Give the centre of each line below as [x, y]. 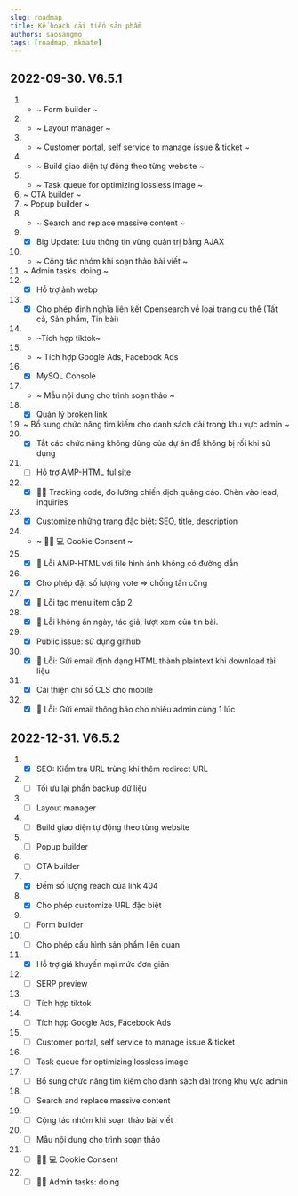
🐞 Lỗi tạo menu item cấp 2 [84, 602]
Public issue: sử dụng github [89, 641]
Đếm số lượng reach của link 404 [97, 886]
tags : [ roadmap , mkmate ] [56, 42]
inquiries [52, 502]
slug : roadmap [36, 17]
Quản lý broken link [72, 414]
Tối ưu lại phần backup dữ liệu [92, 788]
